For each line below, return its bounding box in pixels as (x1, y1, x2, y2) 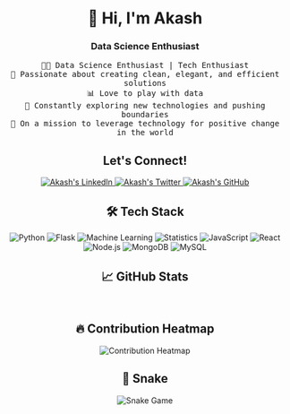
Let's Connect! (103, 152, 187, 168)
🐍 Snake (122, 371, 168, 386)
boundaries (121, 109, 169, 120)
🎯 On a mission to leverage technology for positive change (10, 118, 280, 129)
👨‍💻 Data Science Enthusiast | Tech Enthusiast (40, 60, 250, 71)
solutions (124, 78, 166, 89)
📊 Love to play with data (87, 89, 203, 99)
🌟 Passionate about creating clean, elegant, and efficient (10, 69, 280, 80)
